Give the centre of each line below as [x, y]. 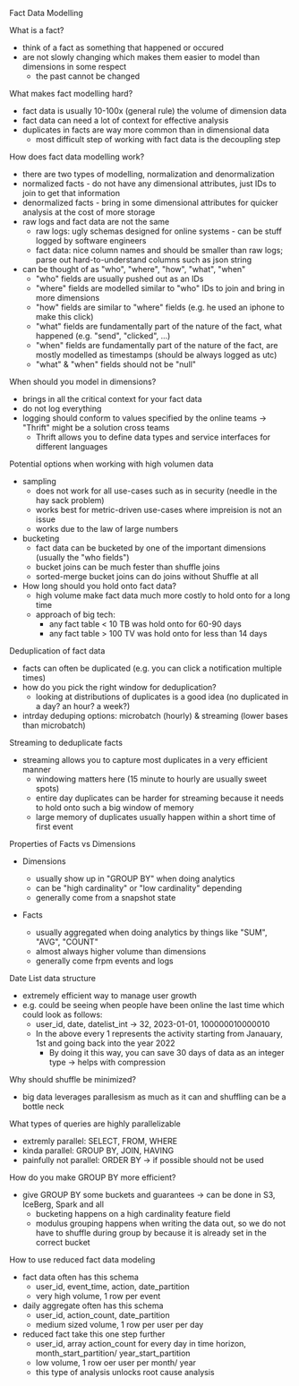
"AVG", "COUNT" [67, 942]
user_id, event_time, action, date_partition [112, 1287]
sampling [39, 481]
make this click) [64, 317]
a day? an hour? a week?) [83, 706]
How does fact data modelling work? [77, 157]
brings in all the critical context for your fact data [112, 399]
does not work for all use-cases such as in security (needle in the [156, 491]
